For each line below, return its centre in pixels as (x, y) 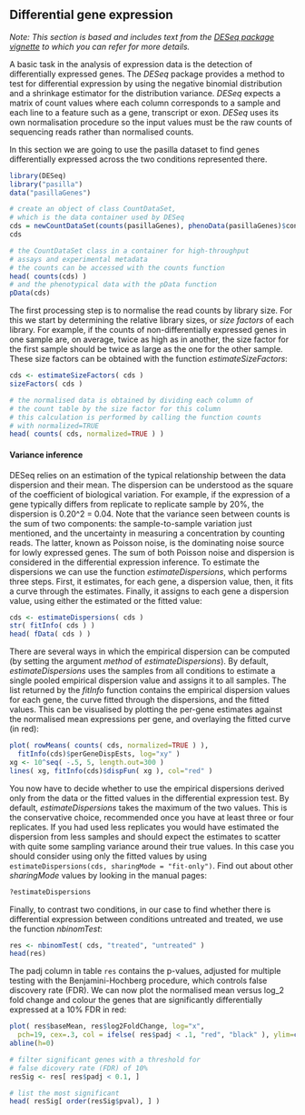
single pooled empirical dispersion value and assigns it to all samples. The (148, 680)
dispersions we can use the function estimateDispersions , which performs (148, 571)
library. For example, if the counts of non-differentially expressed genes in (148, 330)
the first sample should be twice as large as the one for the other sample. (146, 349)
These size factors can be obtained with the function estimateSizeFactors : (148, 359)
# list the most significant (64, 1093)
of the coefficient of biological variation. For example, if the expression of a (150, 494)
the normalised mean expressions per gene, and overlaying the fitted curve (150, 719)
